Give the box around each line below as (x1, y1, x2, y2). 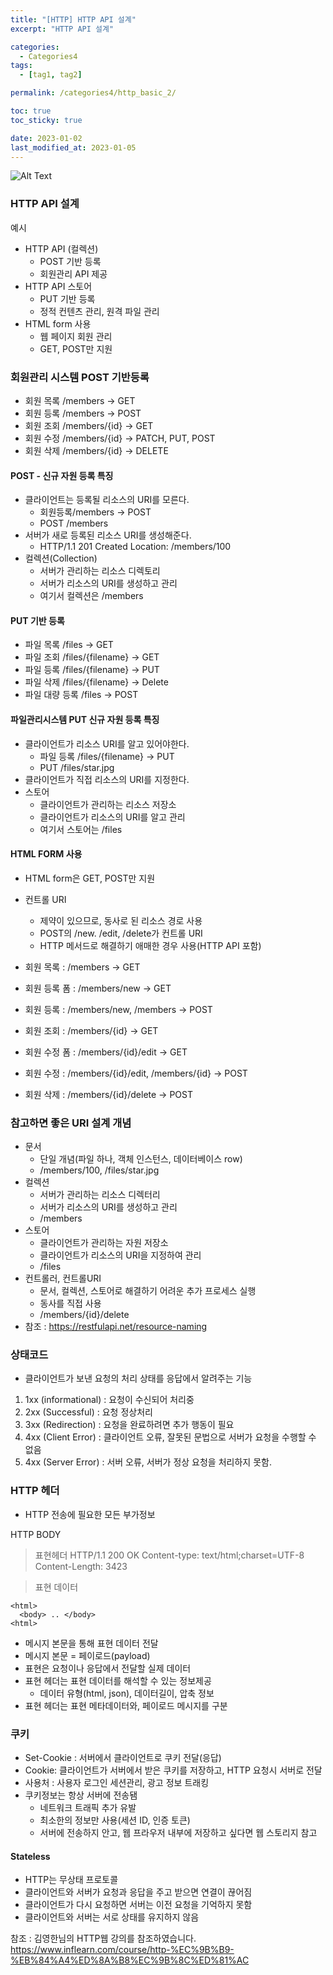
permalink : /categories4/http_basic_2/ (10, 88, 177, 98)
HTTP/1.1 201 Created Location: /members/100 (39, 541, 232, 553)
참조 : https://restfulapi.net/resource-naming (24, 1321, 208, 1333)
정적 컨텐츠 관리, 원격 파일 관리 (39, 305, 160, 317)
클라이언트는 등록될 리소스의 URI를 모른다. (24, 494, 190, 506)
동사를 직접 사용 (39, 1297, 102, 1310)
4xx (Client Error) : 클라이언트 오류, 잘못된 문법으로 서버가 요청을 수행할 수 (24, 1431, 317, 1443)
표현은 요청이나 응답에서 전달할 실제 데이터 (24, 1662, 192, 1674)
